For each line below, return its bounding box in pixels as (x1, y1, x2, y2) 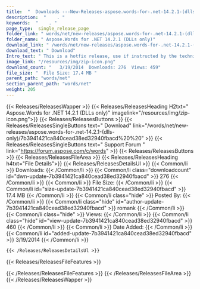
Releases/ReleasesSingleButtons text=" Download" (6, 122, 132, 129)
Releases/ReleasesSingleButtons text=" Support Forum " (6, 141, 145, 148)
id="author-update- (115, 198, 164, 205)
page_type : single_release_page (6, 25, 89, 32)
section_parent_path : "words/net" (6, 81, 92, 87)
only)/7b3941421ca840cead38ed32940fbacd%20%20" (6, 134, 144, 142)
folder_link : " (6, 31, 44, 37)
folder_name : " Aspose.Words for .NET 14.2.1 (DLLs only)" (6, 36, 156, 42)
